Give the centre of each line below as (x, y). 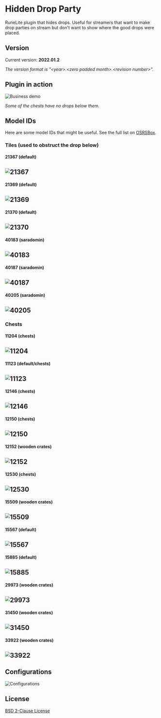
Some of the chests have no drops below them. (52, 106)
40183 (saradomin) (25, 240)
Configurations (28, 672)
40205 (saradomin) (25, 295)
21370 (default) (21, 212)
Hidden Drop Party (43, 9)
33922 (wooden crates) (29, 640)
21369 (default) (21, 184)
